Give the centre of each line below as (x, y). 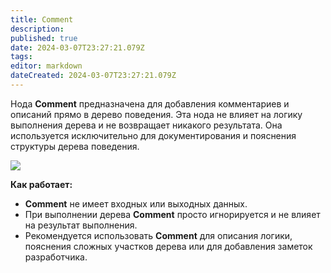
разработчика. (56, 257)
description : (37, 29)
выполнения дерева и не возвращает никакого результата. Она (146, 125)
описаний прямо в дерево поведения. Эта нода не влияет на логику (156, 114)
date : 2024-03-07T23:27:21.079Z (77, 47)
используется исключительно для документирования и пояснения (153, 135)
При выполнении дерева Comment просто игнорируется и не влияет (172, 214)
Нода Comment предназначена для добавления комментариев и (150, 103)
